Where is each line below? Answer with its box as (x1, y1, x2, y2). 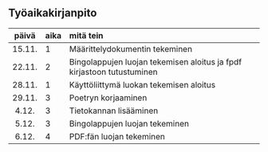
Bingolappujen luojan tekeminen (69, 118, 190, 129)
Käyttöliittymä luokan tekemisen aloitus (69, 79, 216, 90)
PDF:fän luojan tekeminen (69, 131, 166, 142)
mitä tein (69, 29, 104, 41)
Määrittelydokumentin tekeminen (69, 43, 193, 54)
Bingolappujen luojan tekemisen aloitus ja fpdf (69, 56, 242, 67)
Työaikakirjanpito (8, 6, 97, 20)
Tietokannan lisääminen (69, 105, 159, 116)
